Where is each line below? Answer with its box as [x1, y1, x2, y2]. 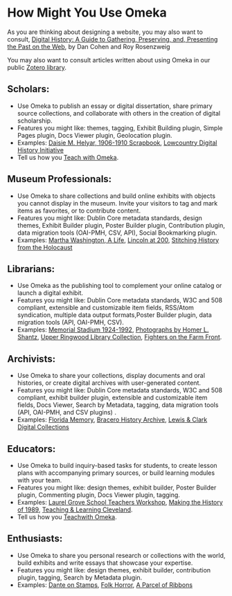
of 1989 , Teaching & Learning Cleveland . [17, 505, 133, 514]
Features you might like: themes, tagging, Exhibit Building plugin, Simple [17, 123, 223, 132]
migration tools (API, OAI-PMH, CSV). [17, 318, 125, 327]
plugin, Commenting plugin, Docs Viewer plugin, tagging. [17, 491, 180, 499]
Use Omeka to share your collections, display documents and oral [17, 372, 206, 380]
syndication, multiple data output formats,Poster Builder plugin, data [17, 311, 213, 319]
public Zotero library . [7, 63, 67, 71]
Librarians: [7, 263, 55, 275]
